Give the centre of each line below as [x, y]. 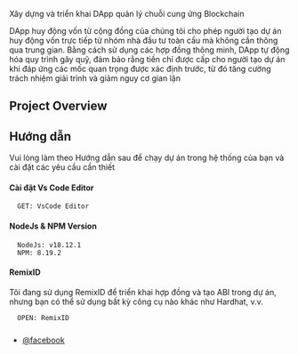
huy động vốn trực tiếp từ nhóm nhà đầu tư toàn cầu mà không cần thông [144, 40]
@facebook [43, 340]
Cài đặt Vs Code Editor [52, 188]
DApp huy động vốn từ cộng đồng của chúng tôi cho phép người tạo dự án [145, 31]
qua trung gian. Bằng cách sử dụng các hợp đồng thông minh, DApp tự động [149, 50]
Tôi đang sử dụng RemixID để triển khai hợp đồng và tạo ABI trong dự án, [143, 292]
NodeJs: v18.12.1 [49, 245]
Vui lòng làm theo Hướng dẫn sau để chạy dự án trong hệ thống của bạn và [147, 158]
